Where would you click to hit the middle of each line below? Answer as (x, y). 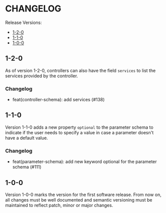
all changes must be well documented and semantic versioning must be (79, 200)
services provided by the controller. (42, 76)
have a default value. (27, 138)
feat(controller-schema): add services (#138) (58, 100)
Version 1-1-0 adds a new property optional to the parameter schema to (79, 127)
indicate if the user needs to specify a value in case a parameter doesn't (80, 132)
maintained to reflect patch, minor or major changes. (59, 205)
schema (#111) (27, 167)
